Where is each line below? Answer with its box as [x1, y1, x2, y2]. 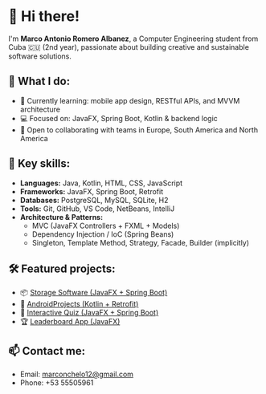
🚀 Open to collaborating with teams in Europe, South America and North [19, 124, 259, 135]
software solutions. [8, 51, 72, 61]
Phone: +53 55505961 [19, 378, 94, 388]
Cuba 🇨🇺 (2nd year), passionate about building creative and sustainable [8, 42, 249, 51]
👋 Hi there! [8, 7, 80, 26]
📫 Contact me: [8, 344, 86, 358]
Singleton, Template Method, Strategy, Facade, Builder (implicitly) [31, 238, 250, 247]
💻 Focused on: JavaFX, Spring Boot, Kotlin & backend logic [19, 113, 219, 123]
